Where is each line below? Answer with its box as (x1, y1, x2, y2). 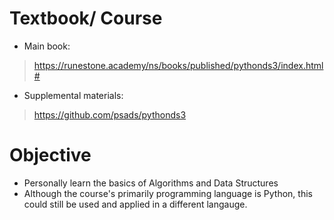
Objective (9, 144, 92, 167)
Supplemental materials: (23, 89, 124, 101)
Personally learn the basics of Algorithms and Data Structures (23, 177, 279, 189)
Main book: (23, 40, 71, 52)
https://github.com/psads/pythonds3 (33, 108, 187, 121)
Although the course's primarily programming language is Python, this (23, 187, 313, 199)
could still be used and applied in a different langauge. (23, 198, 248, 210)
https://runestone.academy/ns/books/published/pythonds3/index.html (33, 59, 324, 71)
